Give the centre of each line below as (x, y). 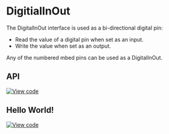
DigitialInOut (38, 11)
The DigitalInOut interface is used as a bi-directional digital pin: (84, 28)
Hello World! (30, 110)
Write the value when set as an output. (63, 46)
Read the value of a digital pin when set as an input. (79, 39)
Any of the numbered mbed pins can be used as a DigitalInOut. (84, 57)
